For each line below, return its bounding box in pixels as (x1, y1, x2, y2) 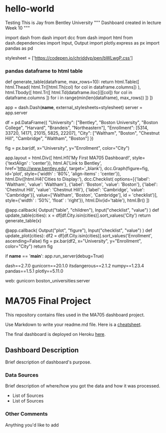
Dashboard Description (5, 346, 79, 354)
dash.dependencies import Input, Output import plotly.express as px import (5, 40, 160, 46)
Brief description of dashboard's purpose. (5, 359, 91, 365)
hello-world (5, 3, 55, 15)
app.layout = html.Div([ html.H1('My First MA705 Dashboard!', (5, 155, 131, 161)
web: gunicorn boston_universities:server (5, 278, 90, 284)
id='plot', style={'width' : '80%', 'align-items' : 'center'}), (5, 171, 121, 177)
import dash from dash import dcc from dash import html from (5, 35, 133, 41)
